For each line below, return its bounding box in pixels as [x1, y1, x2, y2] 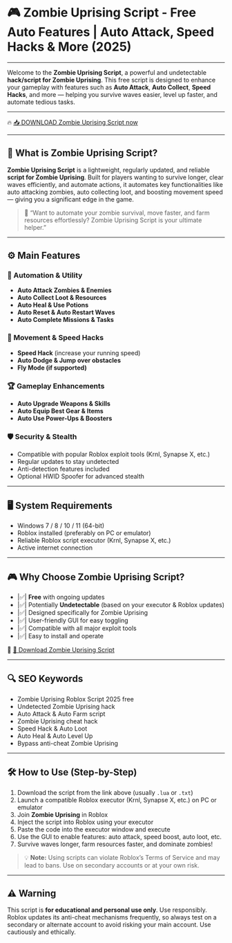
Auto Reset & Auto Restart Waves [17, 308, 115, 316]
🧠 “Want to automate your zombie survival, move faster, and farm [23, 208, 210, 217]
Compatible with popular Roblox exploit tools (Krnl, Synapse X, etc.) [17, 450, 211, 458]
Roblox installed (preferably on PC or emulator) [17, 529, 151, 537]
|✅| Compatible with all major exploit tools [17, 624, 137, 632]
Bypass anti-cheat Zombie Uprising [17, 739, 119, 747]
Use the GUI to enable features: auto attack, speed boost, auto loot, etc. [17, 832, 222, 841]
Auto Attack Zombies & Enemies [17, 286, 112, 294]
